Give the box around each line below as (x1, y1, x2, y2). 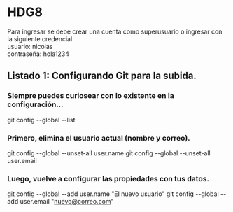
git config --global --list (7, 115, 76, 124)
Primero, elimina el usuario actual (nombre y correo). (7, 133, 190, 143)
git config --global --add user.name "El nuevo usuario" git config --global (7, 190, 219, 198)
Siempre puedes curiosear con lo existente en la (7, 91, 174, 101)
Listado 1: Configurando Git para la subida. (7, 70, 197, 82)
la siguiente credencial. (7, 34, 75, 43)
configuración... (7, 99, 64, 109)
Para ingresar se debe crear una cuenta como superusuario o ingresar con (7, 27, 223, 36)
